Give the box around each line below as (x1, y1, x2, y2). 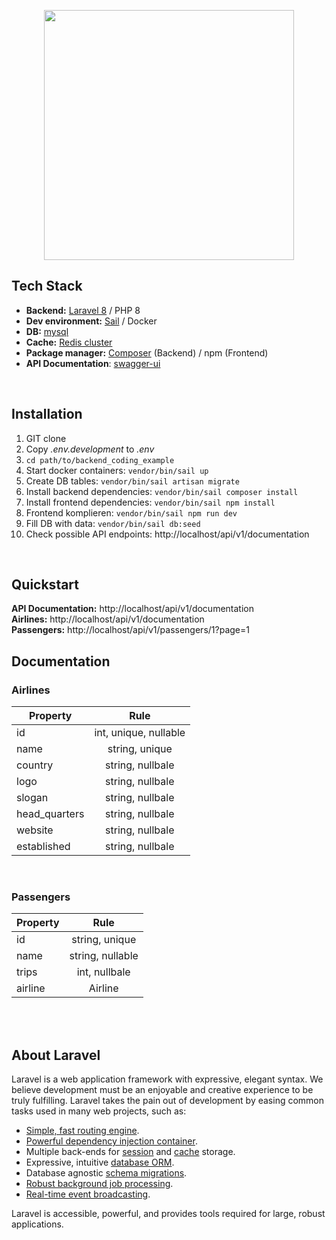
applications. (11, 1218, 64, 1230)
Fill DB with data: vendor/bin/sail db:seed (25, 517, 201, 529)
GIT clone (25, 432, 67, 444)
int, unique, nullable (94, 726, 186, 740)
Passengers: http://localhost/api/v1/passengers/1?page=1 (11, 624, 250, 636)
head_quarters (16, 807, 85, 821)
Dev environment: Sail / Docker (25, 315, 158, 327)
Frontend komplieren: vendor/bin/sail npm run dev (25, 506, 238, 519)
